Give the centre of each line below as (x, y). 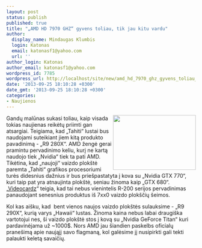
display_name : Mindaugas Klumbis (54, 40)
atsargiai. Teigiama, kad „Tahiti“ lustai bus (58, 131)
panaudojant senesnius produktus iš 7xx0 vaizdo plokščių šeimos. (88, 195)
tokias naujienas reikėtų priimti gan (49, 124)
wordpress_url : (25, 79)
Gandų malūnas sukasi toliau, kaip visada (57, 118)
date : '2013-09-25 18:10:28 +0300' (51, 85)
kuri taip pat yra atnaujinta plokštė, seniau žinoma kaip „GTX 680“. (88, 182)
